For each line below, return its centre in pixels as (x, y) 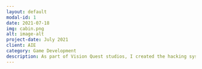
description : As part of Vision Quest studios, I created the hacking (96, 56)
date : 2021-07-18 (28, 23)
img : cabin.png (25, 28)
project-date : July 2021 (37, 40)
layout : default (26, 12)
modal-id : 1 (21, 17)
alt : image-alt (25, 34)
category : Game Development (41, 51)
